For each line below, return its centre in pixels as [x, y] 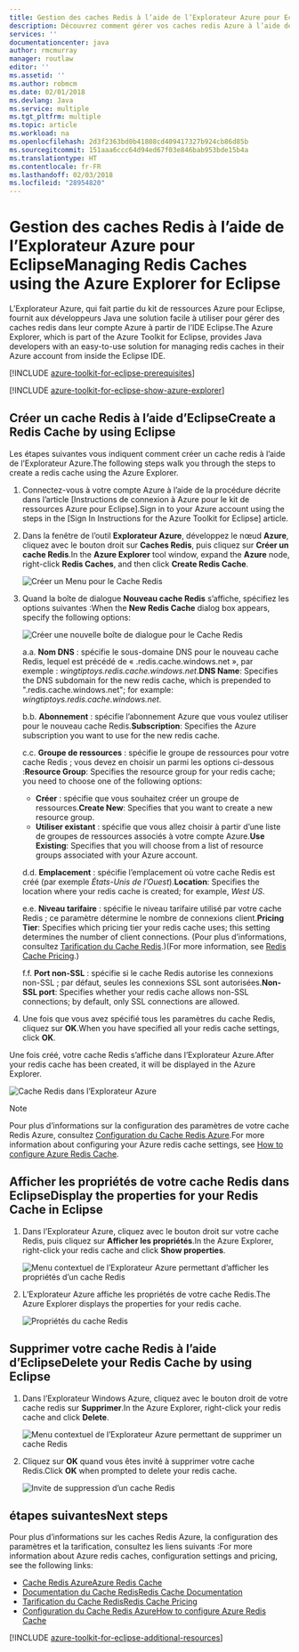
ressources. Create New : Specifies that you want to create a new [154, 808]
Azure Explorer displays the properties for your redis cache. [132, 1303]
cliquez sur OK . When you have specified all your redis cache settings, [151, 1028]
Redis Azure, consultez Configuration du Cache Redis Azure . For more [137, 1135]
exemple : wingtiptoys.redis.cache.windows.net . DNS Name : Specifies [150, 671]
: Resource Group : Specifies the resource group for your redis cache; [149, 771]
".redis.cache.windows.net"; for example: [97, 689]
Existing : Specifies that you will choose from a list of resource [149, 845]
